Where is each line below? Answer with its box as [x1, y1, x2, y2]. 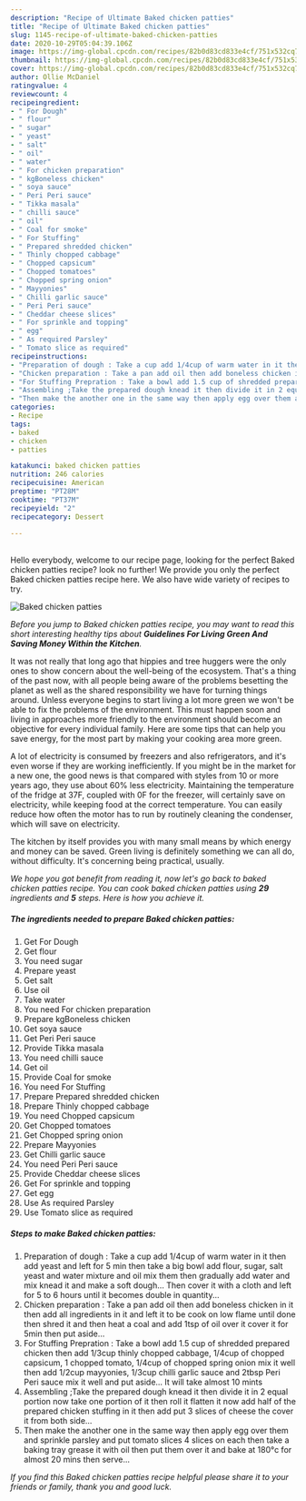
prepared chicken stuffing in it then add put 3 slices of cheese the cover [23, 1405, 294, 1416]
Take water [23, 994, 66, 1006]
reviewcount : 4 [10, 89, 68, 98]
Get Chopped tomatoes [23, 1121, 112, 1131]
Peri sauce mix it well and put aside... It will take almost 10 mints [23, 1376, 262, 1388]
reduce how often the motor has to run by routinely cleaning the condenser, [10, 809, 293, 820]
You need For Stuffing [23, 1081, 106, 1092]
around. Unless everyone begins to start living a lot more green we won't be [10, 695, 294, 705]
